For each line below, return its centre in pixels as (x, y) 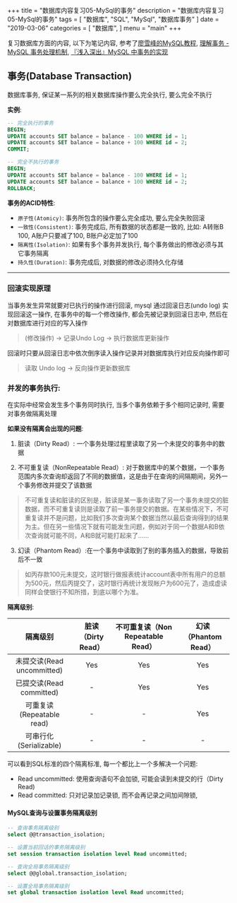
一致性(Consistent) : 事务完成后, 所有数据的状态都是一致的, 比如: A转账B (121, 226)
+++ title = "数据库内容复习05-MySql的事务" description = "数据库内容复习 (116, 10)
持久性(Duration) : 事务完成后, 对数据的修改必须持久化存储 (101, 262)
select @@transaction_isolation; (56, 835)
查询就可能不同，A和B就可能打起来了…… (90, 536)
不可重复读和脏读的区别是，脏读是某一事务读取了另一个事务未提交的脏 (127, 500)
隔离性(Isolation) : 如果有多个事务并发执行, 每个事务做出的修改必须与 (117, 244)
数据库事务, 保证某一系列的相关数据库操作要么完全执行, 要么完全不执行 (110, 95)
